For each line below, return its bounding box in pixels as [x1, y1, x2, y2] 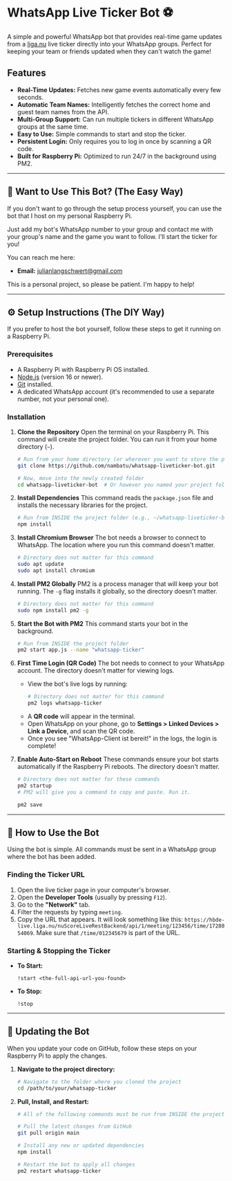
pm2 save [17, 801, 43, 808]
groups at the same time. [17, 122, 88, 131]
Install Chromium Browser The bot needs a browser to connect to [17, 533, 206, 542]
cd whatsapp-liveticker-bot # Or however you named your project [17, 481, 213, 488]
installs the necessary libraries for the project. [17, 501, 148, 509]
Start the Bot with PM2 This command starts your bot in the [17, 619, 188, 628]
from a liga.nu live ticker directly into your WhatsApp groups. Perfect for [7, 39, 212, 48]
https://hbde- [184, 916, 225, 923]
